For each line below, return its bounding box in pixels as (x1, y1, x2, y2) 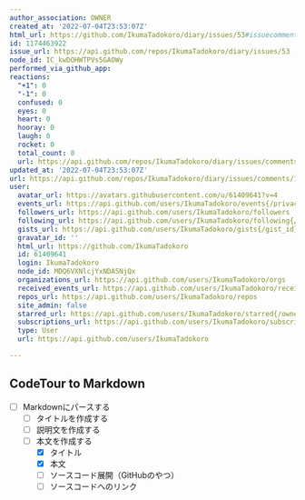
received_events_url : (17, 284, 100, 293)
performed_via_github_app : (9, 65, 112, 74)
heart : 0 (17, 115, 51, 124)
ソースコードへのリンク (49, 481, 138, 492)
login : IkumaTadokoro (17, 258, 100, 268)
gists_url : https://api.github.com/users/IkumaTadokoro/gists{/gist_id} (17, 225, 299, 234)
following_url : (17, 215, 75, 225)
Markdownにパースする (22, 401, 111, 412)
